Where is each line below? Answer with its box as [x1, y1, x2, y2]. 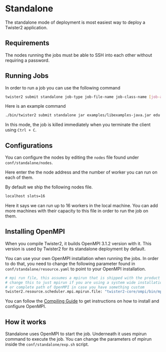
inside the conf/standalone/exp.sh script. [5, 342, 89, 348]
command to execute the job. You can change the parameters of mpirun [5, 336, 152, 342]
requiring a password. [5, 57, 50, 63]
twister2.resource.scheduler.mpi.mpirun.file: [5, 289, 103, 294]
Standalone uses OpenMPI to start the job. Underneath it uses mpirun [5, 331, 147, 337]
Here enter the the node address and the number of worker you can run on [5, 169, 158, 176]
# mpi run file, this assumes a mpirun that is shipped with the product [5, 275, 161, 280]
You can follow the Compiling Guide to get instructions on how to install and [5, 298, 160, 304]
